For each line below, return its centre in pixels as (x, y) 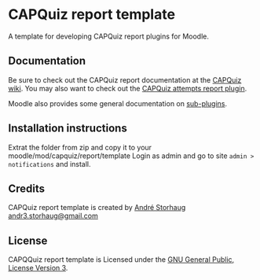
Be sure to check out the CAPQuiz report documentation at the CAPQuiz (125, 79)
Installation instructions (68, 129)
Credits (27, 188)
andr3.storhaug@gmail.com (53, 216)
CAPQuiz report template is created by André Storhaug (97, 208)
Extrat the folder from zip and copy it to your (80, 147)
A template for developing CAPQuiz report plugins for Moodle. (109, 36)
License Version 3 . (38, 268)
